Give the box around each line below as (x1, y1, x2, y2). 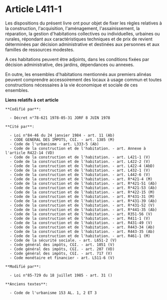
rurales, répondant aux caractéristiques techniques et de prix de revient (5, 36, 153, 42)
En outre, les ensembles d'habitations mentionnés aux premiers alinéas (5, 71, 152, 77)
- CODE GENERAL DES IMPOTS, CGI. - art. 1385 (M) (9, 137, 115, 142)
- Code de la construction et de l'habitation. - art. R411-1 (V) (9, 216, 151, 221)
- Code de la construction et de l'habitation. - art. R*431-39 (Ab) (9, 198, 157, 203)
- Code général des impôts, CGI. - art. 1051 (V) (9, 242, 115, 247)
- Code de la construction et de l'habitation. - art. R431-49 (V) (9, 220, 153, 225)
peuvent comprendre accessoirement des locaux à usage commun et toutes (5, 76, 162, 82)
